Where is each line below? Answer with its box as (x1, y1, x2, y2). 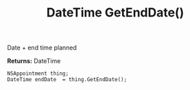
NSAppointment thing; (7, 70, 69, 77)
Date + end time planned (7, 43, 78, 52)
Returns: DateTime (7, 57, 61, 65)
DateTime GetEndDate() (46, 5, 185, 21)
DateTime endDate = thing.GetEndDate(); (7, 76, 128, 83)
